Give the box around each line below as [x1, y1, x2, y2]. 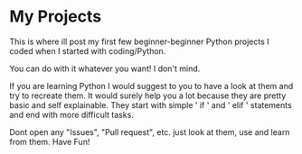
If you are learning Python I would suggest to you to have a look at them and [9, 80, 294, 91]
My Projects [9, 6, 102, 27]
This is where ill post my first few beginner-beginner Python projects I [9, 36, 269, 47]
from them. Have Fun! [9, 136, 90, 147]
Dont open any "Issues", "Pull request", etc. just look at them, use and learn [9, 126, 290, 137]
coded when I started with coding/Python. [9, 45, 166, 56]
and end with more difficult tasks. [9, 109, 134, 120]
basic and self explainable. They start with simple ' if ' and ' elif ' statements [9, 99, 292, 110]
